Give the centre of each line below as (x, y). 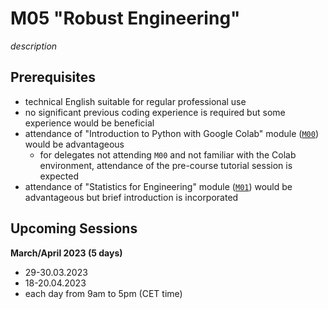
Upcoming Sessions (74, 228)
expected (59, 176)
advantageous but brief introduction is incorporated (131, 197)
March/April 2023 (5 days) (66, 253)
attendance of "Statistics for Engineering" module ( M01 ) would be (158, 186)
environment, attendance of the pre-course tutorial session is (166, 165)
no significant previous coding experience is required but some (155, 112)
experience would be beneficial (89, 123)
